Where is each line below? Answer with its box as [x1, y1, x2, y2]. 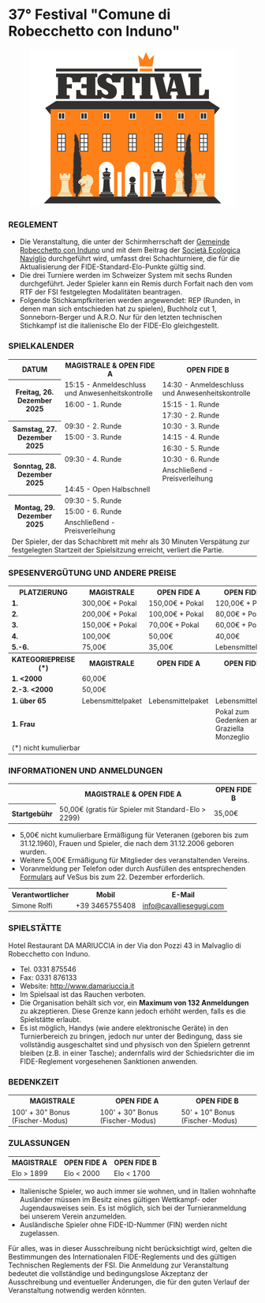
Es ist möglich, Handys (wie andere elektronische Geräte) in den [19, 1023, 229, 1032]
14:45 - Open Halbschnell [64, 485, 151, 494]
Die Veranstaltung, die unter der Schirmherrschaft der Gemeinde [19, 237, 230, 246]
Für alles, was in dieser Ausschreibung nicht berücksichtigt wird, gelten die [8, 1243, 252, 1252]
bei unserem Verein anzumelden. [19, 1211, 128, 1221]
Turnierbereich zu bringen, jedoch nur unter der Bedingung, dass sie [19, 1032, 243, 1041]
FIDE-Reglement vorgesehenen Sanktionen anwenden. [19, 1056, 199, 1066]
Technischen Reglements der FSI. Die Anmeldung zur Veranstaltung [8, 1260, 229, 1270]
